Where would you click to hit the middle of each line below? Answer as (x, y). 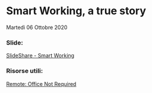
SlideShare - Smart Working (40, 56)
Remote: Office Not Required (41, 84)
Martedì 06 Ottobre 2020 (37, 27)
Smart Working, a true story (76, 11)
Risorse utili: (25, 71)
